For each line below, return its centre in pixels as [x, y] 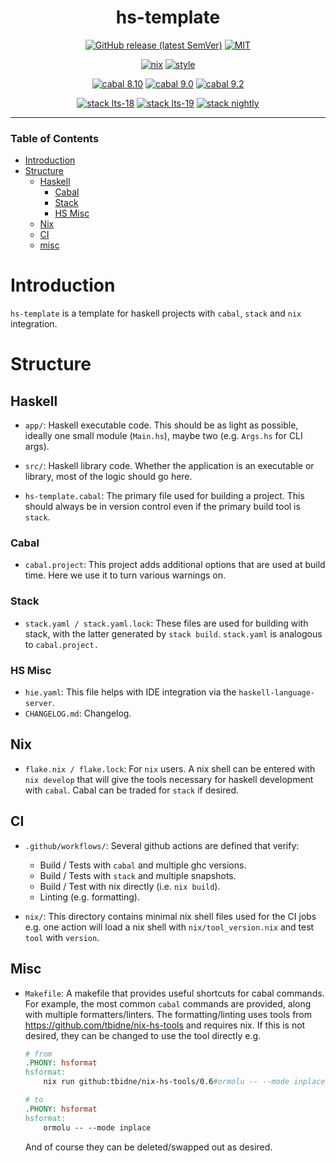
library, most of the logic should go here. [108, 477]
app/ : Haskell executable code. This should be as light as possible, [161, 425]
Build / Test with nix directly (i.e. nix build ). [130, 886]
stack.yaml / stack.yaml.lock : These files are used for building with [166, 623]
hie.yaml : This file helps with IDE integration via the [130, 692]
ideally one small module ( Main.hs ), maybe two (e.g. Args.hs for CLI [163, 436]
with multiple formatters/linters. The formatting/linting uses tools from [168, 1014]
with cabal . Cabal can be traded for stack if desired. [131, 790]
